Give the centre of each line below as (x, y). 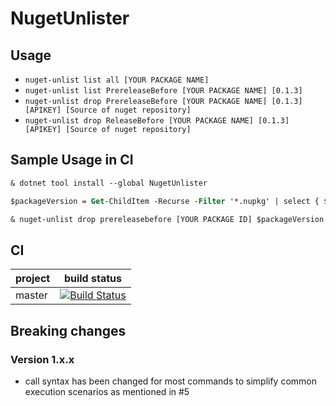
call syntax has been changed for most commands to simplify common (171, 381)
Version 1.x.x (42, 359)
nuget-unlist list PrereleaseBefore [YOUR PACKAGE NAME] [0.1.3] (163, 91)
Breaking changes (68, 330)
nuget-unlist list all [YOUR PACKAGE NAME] (117, 80)
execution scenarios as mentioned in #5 (107, 391)
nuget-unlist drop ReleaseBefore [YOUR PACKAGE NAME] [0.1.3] (157, 121)
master (31, 295)
